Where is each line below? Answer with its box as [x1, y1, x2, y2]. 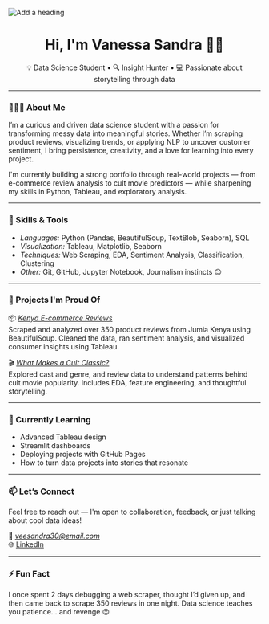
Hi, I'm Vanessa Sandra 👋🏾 [45, 36, 224, 54]
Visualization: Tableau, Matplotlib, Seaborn [19, 241, 163, 251]
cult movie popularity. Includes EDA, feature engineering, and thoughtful [8, 377, 247, 387]
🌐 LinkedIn [8, 540, 44, 549]
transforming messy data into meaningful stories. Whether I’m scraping [8, 128, 243, 138]
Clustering [19, 258, 54, 268]
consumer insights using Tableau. [8, 341, 120, 351]
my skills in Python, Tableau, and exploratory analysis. [8, 187, 187, 197]
